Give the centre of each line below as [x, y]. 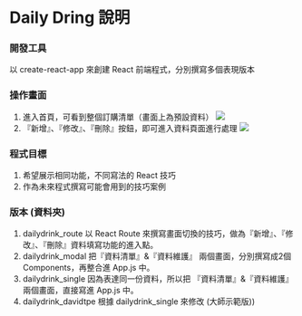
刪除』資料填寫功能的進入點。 [102, 245]
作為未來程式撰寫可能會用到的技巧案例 [94, 187]
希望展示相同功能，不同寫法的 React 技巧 [99, 176]
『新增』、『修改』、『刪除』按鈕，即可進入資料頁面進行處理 [130, 128]
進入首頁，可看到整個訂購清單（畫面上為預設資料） [118, 117]
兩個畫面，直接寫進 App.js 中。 [80, 291]
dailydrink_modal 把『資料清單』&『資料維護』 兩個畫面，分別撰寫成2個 [157, 256]
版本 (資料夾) [38, 212]
